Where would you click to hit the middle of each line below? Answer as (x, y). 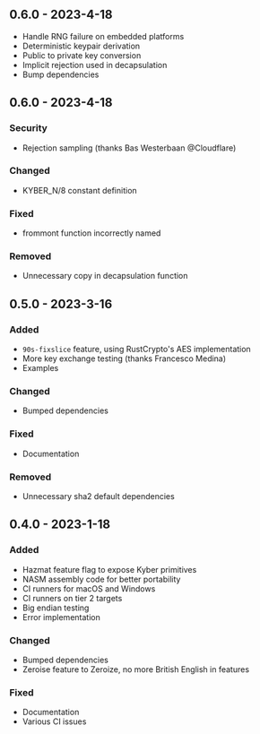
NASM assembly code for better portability (101, 579)
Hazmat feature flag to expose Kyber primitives (109, 569)
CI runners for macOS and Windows (89, 588)
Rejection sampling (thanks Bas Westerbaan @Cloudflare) (129, 148)
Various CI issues (54, 721)
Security (28, 128)
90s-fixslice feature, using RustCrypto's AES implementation (136, 350)
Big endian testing (56, 608)
